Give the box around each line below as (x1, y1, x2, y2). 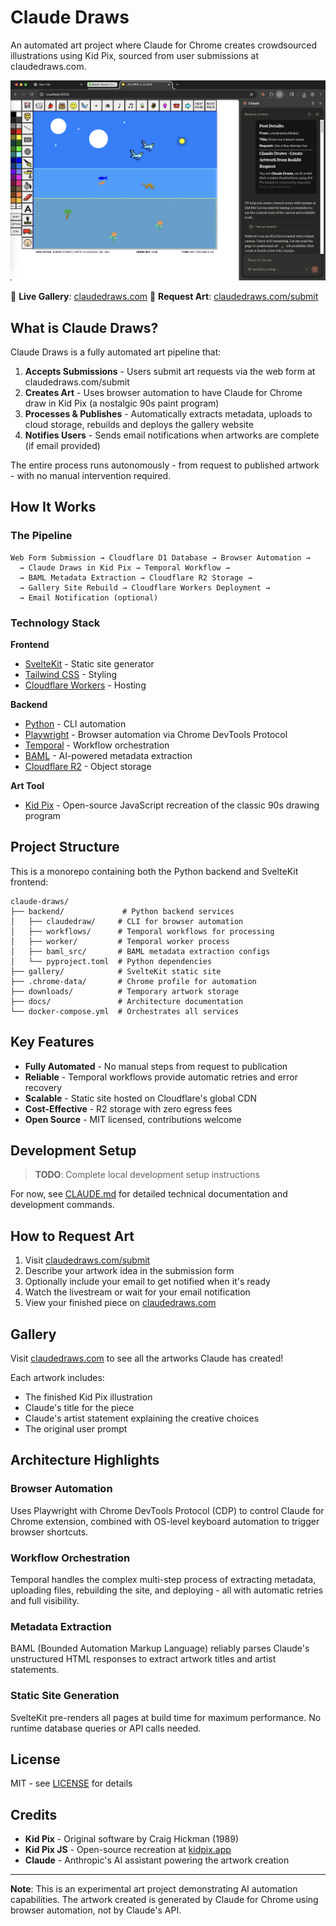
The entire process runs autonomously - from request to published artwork (10, 459, 320, 471)
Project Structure (10, 839, 120, 856)
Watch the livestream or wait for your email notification (24, 1286, 251, 1298)
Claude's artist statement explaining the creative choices (24, 1412, 260, 1425)
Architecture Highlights (10, 1452, 160, 1469)
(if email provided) (24, 439, 101, 451)
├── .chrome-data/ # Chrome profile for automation (10, 976, 257, 986)
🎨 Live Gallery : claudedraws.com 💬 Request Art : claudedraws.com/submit (10, 291, 319, 303)
